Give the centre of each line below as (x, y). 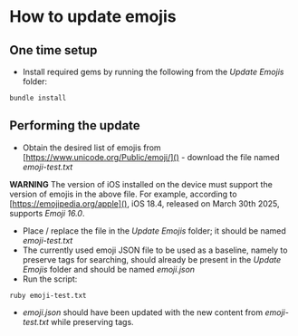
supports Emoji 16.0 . (47, 213)
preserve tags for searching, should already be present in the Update (152, 259)
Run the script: (50, 279)
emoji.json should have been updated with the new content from (143, 312)
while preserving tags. (92, 322)
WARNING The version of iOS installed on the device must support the (141, 184)
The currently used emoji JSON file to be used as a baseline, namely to (155, 250)
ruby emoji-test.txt (48, 295)
